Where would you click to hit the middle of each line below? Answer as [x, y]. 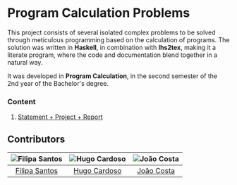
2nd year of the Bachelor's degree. [58, 83]
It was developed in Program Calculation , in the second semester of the [112, 76]
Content [22, 101]
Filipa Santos [37, 171]
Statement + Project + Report [60, 117]
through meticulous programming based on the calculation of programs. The [119, 39]
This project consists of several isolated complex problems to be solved [112, 32]
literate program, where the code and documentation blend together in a [112, 55]
